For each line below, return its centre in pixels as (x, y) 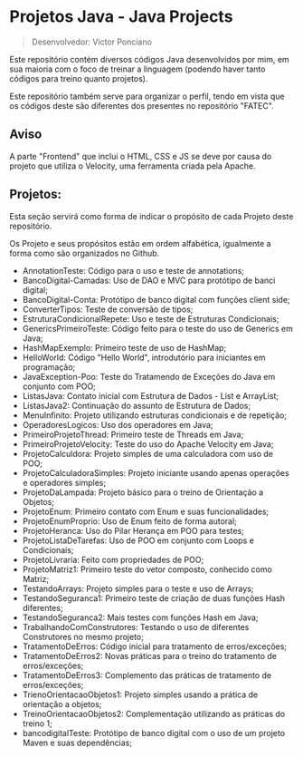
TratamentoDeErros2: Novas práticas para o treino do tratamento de (150, 655)
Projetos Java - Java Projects (121, 17)
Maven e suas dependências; (77, 742)
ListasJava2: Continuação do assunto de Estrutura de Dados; (137, 405)
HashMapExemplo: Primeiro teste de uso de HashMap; (124, 347)
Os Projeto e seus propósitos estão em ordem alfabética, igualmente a (140, 243)
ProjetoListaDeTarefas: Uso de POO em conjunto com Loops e (138, 540)
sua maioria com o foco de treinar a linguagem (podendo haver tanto (137, 69)
